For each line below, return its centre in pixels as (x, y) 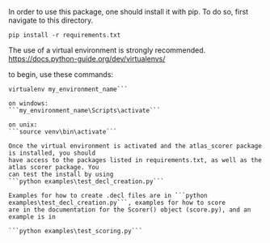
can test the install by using (61, 174)
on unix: (23, 125)
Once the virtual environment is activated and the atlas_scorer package (135, 146)
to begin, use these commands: (61, 75)
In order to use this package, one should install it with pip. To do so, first (129, 12)
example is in (32, 217)
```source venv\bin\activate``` (63, 132)
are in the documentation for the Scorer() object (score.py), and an (130, 210)
